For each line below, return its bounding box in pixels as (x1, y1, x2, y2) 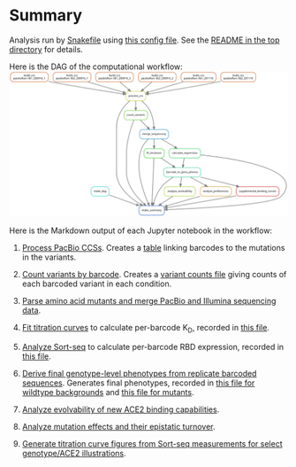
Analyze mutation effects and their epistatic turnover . (21, 422, 216, 432)
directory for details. (9, 43, 84, 54)
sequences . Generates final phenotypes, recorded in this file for (21, 377, 255, 388)
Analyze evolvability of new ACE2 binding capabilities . (21, 404, 220, 415)
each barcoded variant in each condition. (21, 278, 172, 289)
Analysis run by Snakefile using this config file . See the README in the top (9, 35, 280, 45)
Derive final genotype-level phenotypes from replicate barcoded (21, 369, 257, 379)
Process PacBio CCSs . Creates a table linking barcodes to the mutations (21, 243, 285, 253)
